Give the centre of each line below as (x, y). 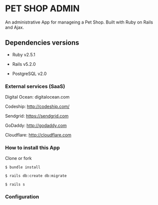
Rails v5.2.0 (24, 64)
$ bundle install (23, 167)
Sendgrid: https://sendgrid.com (37, 116)
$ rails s (15, 184)
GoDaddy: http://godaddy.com (36, 126)
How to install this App (33, 148)
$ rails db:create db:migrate (36, 176)
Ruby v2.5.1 (24, 54)
